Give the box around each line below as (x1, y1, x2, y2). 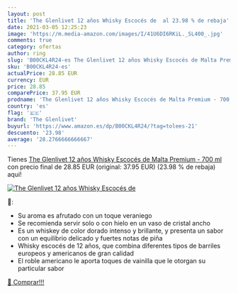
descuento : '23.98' (7, 129, 65, 136)
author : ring (7, 50, 46, 57)
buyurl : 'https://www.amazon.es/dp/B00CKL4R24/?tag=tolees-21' (7, 122, 198, 130)
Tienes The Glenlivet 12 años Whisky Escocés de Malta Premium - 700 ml (7, 155, 222, 164)
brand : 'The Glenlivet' (7, 116, 78, 123)
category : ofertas (7, 43, 62, 50)
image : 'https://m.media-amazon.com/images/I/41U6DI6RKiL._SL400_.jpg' (7, 30, 223, 38)
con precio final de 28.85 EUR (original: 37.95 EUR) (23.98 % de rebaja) (7, 162, 216, 171)
